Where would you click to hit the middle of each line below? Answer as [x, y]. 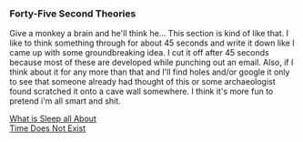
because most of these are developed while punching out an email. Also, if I [151, 63]
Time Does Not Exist [48, 128]
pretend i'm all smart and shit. [65, 101]
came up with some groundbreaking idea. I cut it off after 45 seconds [140, 53]
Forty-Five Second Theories [73, 14]
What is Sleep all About [53, 119]
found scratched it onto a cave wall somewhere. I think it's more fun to [141, 91]
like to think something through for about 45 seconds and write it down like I [152, 43]
